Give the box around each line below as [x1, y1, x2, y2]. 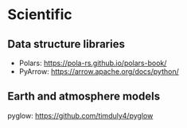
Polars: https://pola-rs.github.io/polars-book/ [18, 58, 167, 68]
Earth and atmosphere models [7, 90, 161, 103]
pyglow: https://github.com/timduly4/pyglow [7, 111, 154, 120]
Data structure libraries [7, 37, 125, 51]
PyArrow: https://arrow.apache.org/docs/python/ [18, 67, 180, 76]
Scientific [7, 6, 72, 24]
